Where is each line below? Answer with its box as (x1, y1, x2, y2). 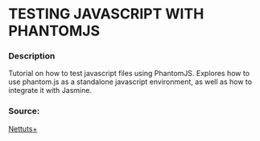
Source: (8, 106, 40, 117)
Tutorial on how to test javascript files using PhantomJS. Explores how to (8, 69, 250, 79)
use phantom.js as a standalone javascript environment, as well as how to (8, 77, 252, 87)
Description (8, 50, 56, 62)
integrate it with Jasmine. (8, 86, 93, 95)
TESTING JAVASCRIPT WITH (8, 5, 204, 23)
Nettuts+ (8, 123, 38, 133)
